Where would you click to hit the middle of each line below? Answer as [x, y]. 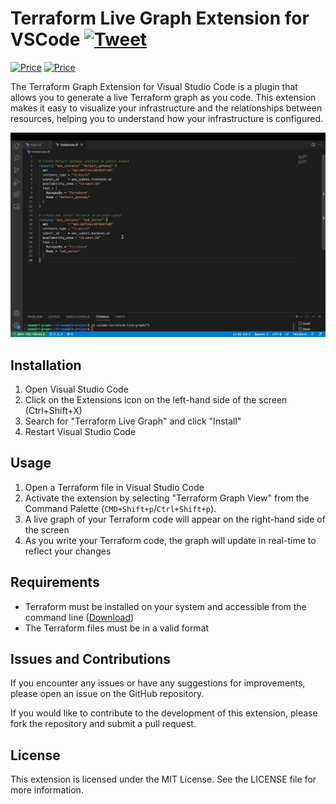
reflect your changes [68, 551]
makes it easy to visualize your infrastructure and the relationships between [166, 108]
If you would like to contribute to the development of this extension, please [164, 713]
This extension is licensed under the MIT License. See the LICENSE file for [163, 779]
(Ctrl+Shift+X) [53, 411]
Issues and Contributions [91, 659]
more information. [47, 790]
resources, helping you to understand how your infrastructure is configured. [167, 118]
